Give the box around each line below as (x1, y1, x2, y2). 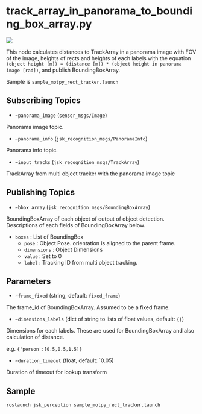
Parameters (6, 276, 51, 286)
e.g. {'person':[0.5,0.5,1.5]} (6, 345, 83, 353)
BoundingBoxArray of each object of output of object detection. (6, 215, 165, 222)
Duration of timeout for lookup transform (6, 369, 107, 376)
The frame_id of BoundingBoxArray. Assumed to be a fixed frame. (6, 304, 170, 311)
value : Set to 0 (24, 252, 62, 260)
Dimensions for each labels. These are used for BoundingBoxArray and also (6, 327, 195, 334)
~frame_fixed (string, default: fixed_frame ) (14, 292, 121, 300)
